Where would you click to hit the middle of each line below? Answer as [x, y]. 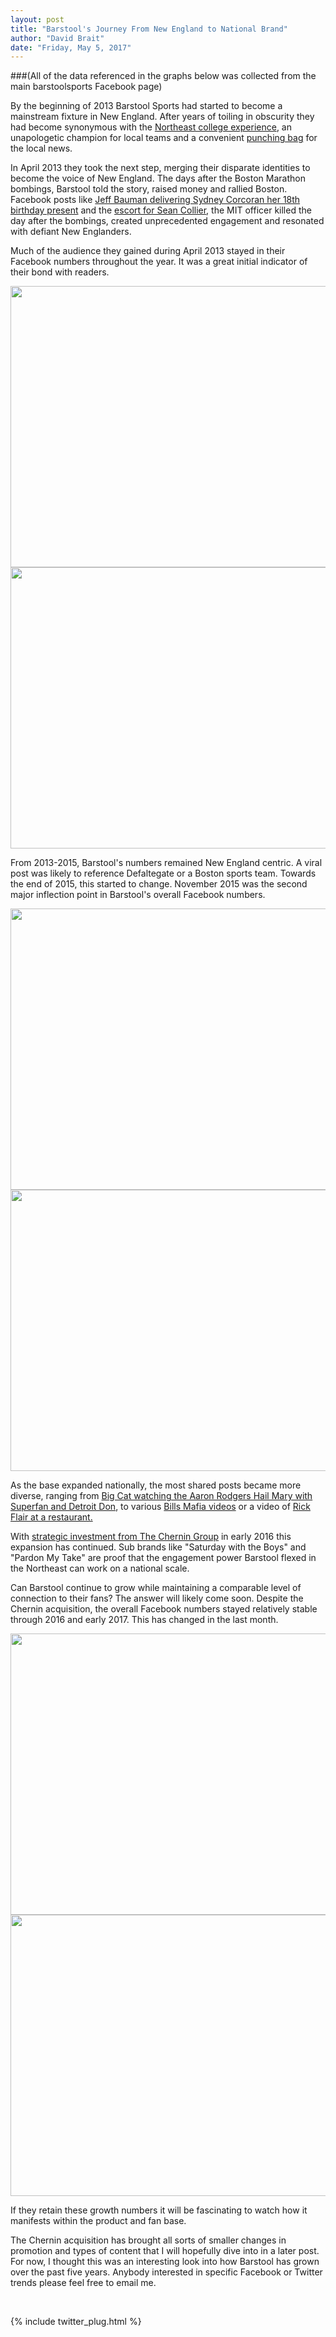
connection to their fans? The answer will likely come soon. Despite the [157, 1598]
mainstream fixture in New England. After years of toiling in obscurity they [162, 117]
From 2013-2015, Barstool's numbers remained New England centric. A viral [166, 863]
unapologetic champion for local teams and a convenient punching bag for [164, 138]
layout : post [37, 19]
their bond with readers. [60, 272]
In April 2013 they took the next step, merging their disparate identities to [160, 168]
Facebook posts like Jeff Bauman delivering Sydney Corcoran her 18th [155, 200]
